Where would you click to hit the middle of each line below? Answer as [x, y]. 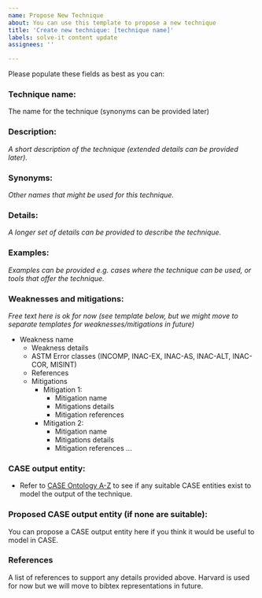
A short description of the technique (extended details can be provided [123, 149]
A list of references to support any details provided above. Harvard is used [129, 577]
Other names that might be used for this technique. [91, 195]
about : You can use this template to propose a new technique [112, 23]
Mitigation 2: [63, 423]
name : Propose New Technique [56, 15]
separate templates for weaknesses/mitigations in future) [101, 324]
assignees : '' [31, 45]
